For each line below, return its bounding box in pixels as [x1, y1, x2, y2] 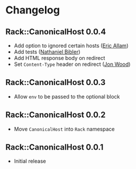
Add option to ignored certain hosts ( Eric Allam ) [13, 42, 129, 49]
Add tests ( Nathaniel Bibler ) [13, 48, 81, 55]
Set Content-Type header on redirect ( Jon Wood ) [13, 61, 131, 68]
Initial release [13, 158, 46, 165]
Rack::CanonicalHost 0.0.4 [5, 27, 106, 37]
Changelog [5, 3, 60, 17]
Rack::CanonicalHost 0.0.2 [5, 110, 106, 120]
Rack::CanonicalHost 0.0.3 [5, 78, 106, 87]
